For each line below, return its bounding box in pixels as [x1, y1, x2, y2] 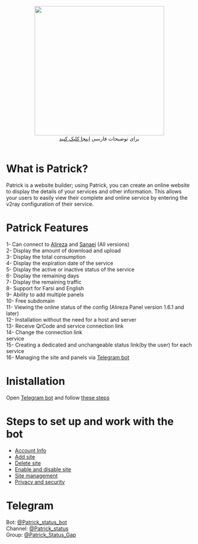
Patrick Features [6, 221, 89, 235]
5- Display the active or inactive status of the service [6, 265, 135, 273]
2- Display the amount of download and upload [6, 247, 121, 254]
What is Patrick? [6, 162, 89, 176]
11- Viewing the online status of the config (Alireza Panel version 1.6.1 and [6, 303, 184, 310]
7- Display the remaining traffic [6, 278, 82, 286]
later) [6, 310, 20, 317]
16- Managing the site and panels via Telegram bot [6, 354, 129, 361]
